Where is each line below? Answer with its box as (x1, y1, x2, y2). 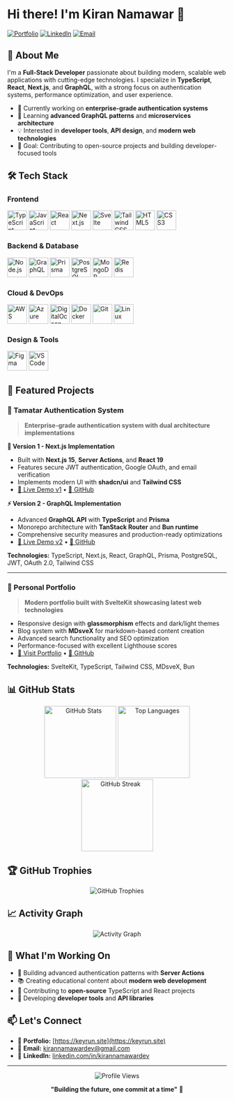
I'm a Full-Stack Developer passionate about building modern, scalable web (7, 68, 226, 76)
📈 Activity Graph (7, 907, 84, 920)
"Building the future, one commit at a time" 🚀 (51, 1085, 183, 1094)
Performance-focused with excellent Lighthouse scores (17, 641, 178, 650)
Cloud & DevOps (7, 288, 64, 297)
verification (17, 470, 50, 479)
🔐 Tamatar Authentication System (7, 405, 124, 415)
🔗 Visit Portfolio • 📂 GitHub (17, 649, 95, 657)
